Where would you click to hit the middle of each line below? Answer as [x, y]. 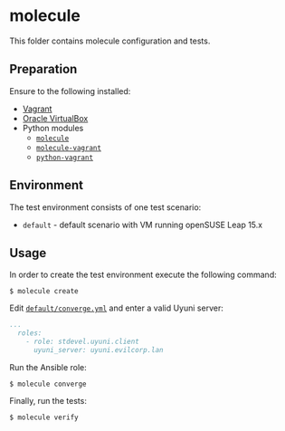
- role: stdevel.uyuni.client [83, 342]
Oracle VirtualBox [55, 118]
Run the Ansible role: [48, 367]
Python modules [53, 128]
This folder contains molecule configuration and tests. [110, 41]
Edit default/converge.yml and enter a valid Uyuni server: [116, 308]
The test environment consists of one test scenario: [105, 207]
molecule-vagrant [69, 148]
